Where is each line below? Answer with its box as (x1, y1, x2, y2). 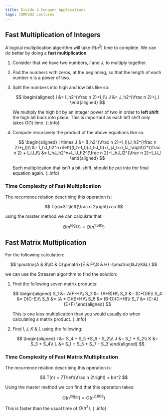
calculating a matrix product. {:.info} (12, 316, 87, 322)
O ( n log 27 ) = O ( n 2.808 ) (62, 394, 106, 400)
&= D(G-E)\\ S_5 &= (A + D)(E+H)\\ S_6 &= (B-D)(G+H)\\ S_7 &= (16, 296, 146, 302)
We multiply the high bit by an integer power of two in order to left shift (12, 109, 159, 115)
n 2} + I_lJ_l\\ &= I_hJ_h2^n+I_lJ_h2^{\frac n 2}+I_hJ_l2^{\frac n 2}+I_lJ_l (13, 150, 162, 156)
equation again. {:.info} (12, 170, 60, 176)
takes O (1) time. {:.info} (12, 120, 60, 126)
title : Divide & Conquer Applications (5, 7, 86, 13)
